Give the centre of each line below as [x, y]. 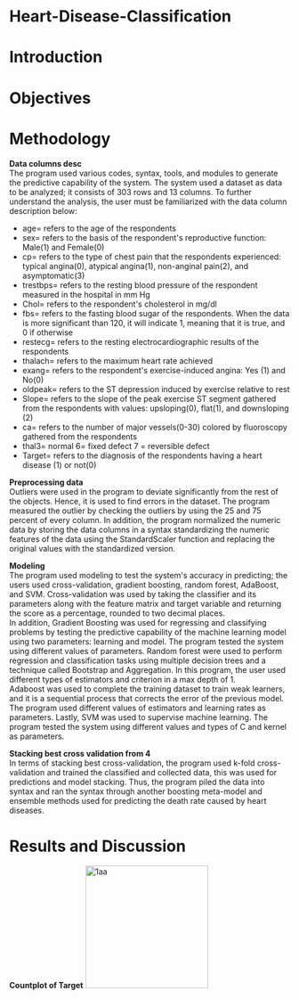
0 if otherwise [48, 332]
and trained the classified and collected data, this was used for [162, 772]
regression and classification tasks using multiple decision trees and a [138, 660]
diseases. [27, 810]
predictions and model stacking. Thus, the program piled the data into [137, 782]
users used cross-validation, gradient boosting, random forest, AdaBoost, [144, 585]
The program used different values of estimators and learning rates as [138, 708]
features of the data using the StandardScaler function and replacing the [142, 539]
